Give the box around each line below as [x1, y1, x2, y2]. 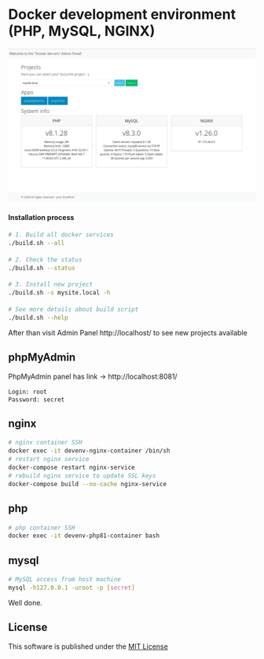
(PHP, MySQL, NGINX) [8, 22, 156, 40]
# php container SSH [8, 524, 76, 532]
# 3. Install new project [8, 280, 93, 288]
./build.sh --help [8, 313, 68, 321]
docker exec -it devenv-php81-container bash [8, 532, 159, 540]
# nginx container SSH [8, 438, 82, 447]
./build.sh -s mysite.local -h [8, 289, 111, 297]
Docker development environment [8, 5, 236, 24]
